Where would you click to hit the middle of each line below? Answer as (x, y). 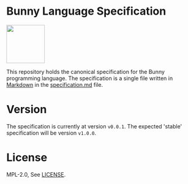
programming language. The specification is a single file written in (90, 78)
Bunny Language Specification (86, 11)
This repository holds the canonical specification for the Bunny (86, 72)
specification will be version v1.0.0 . (51, 133)
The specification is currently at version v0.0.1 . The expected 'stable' (94, 126)
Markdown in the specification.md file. (55, 84)
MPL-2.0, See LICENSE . (36, 174)
